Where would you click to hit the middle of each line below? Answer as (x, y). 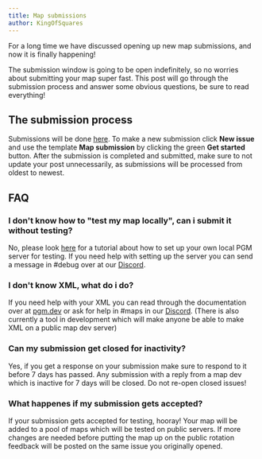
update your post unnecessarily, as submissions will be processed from (125, 165)
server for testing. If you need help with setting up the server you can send (131, 256)
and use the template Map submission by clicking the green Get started (127, 147)
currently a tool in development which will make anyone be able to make (126, 320)
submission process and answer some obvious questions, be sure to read (129, 86)
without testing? (40, 230)
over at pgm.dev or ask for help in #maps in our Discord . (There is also (124, 311)
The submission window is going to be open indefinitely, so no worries (123, 69)
